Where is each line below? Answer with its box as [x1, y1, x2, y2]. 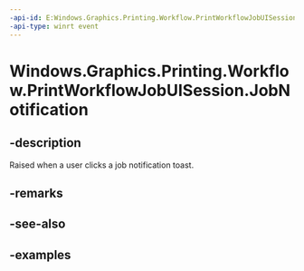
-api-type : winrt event [9, 22, 100, 31]
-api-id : [9, 13, 43, 23]
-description [9, 135, 81, 150]
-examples [9, 247, 71, 263]
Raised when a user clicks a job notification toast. [9, 160, 195, 170]
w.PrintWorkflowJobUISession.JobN [9, 80, 291, 101]
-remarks [9, 185, 63, 200]
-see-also [9, 217, 66, 232]
